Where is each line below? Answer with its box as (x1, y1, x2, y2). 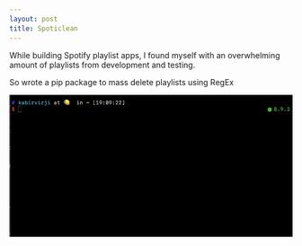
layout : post (9, 14, 58, 23)
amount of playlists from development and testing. (9, 59, 196, 70)
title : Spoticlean (9, 23, 78, 33)
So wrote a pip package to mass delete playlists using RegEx (9, 76, 235, 87)
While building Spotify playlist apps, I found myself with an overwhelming (9, 49, 280, 60)
